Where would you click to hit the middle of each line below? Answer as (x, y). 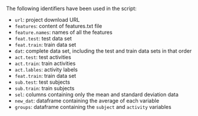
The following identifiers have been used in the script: (71, 8)
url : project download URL (47, 20)
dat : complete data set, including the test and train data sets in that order (103, 51)
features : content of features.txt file (58, 26)
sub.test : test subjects (42, 82)
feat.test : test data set (43, 38)
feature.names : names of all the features (64, 32)
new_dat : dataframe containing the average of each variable (87, 101)
